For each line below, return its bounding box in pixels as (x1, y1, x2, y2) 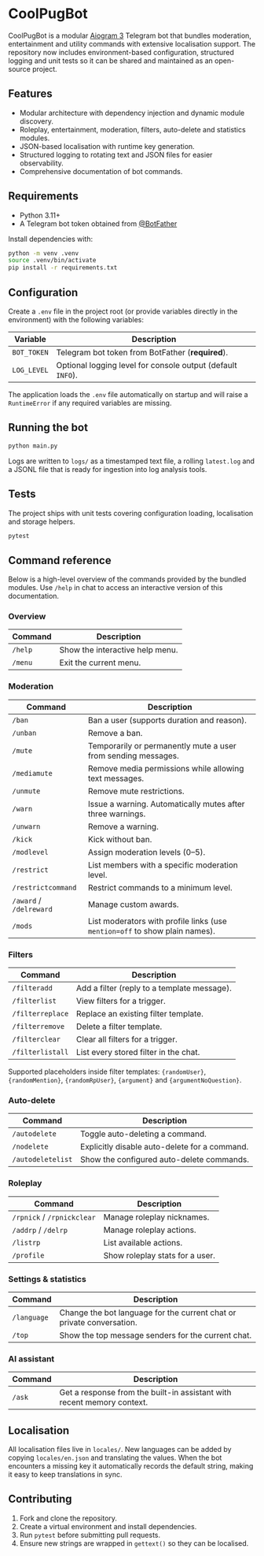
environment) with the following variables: (8, 315, 144, 324)
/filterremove (12, 1022, 65, 1031)
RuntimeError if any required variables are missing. (8, 399, 172, 407)
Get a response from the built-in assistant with (59, 1387, 232, 1398)
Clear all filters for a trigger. (75, 1034, 178, 1045)
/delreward (12, 904, 53, 914)
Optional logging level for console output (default (56, 360, 237, 370)
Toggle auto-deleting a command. (79, 1128, 207, 1139)
